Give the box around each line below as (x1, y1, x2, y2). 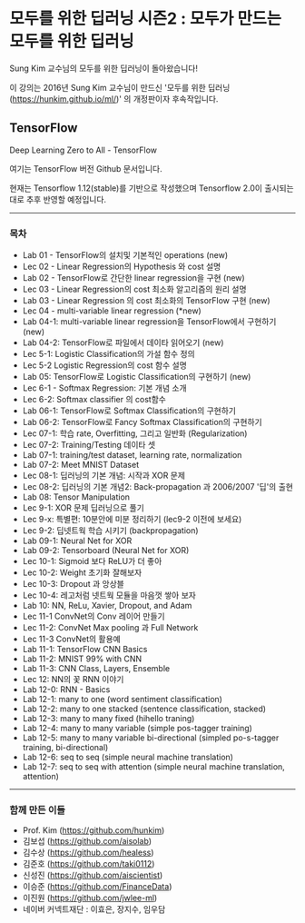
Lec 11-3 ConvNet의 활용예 (22, 633, 121, 645)
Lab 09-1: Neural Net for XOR (22, 535, 133, 546)
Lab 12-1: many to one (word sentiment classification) (22, 694, 222, 705)
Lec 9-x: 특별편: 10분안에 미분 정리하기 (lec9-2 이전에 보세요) (22, 514, 242, 525)
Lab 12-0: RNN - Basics (22, 684, 111, 695)
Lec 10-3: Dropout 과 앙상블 (22, 579, 124, 590)
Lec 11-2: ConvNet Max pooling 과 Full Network (22, 622, 199, 633)
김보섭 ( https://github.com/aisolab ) (22, 836, 152, 847)
